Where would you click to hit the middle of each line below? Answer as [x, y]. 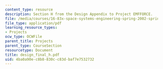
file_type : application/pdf [33, 23]
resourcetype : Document [29, 50]
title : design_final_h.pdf [32, 55]
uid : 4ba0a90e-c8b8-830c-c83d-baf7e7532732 [50, 59]
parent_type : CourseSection [33, 46]
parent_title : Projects [29, 41]
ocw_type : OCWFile [24, 37]
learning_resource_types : [31, 28]
